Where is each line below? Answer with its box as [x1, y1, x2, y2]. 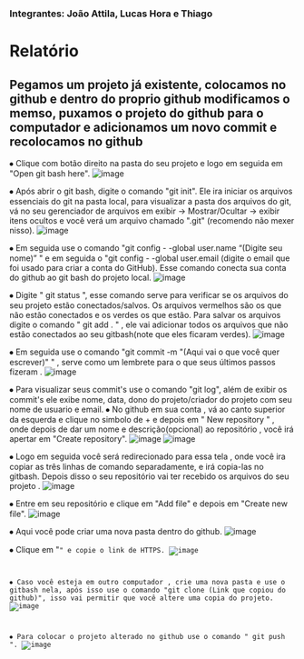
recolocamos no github [9, 134, 143, 149]
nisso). [9, 225, 34, 235]
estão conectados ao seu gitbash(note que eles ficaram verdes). [9, 328, 251, 339]
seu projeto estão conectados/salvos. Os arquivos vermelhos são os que [9, 299, 282, 311]
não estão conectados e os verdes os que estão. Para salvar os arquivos [9, 309, 281, 320]
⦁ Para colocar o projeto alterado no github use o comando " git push [9, 632, 286, 641]
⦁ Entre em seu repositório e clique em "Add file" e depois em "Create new [9, 498, 289, 509]
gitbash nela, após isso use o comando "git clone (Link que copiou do [9, 585, 286, 594]
